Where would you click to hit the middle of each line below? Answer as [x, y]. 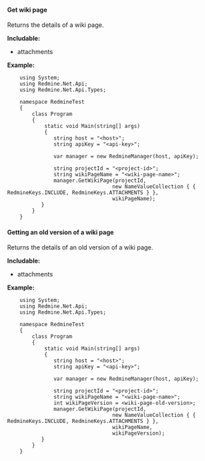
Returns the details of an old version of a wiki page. [80, 247]
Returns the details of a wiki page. [56, 25]
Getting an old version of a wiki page [60, 232]
